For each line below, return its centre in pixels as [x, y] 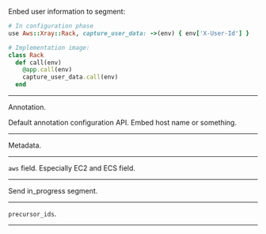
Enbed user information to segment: [67, 12]
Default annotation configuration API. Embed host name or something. [123, 123]
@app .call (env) [47, 70]
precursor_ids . [32, 214]
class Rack [26, 55]
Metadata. [25, 145]
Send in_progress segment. [53, 191]
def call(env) [38, 63]
